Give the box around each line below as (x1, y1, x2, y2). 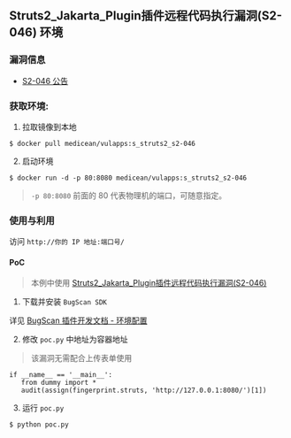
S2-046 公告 (21, 75, 69, 86)
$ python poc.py (9, 420, 69, 429)
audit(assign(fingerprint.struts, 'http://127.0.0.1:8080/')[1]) (20, 386, 267, 396)
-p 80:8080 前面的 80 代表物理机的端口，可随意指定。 (30, 189, 227, 201)
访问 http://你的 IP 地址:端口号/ (9, 236, 126, 247)
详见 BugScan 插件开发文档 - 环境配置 (9, 315, 148, 326)
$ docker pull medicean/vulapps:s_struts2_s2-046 (9, 139, 196, 148)
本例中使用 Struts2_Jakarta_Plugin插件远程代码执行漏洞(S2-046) (30, 278, 267, 288)
